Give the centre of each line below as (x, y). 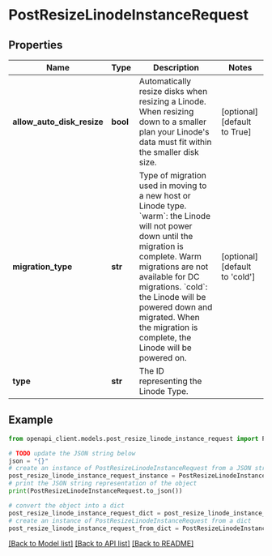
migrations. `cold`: (173, 287)
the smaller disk (169, 152)
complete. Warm (170, 257)
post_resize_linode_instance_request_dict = (85, 513)
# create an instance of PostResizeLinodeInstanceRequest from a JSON (130, 468)
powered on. (163, 358)
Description (176, 68)
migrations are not (174, 267)
